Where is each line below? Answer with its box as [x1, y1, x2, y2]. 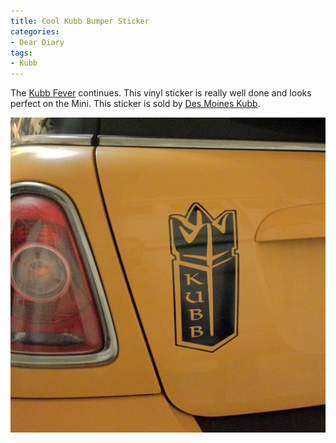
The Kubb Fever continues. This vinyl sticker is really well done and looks [10, 87, 312, 99]
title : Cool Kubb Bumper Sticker [10, 16, 150, 26]
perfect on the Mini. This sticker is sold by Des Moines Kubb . [10, 98, 261, 110]
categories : [10, 26, 60, 37]
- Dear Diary [10, 37, 65, 47]
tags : [10, 48, 33, 58]
